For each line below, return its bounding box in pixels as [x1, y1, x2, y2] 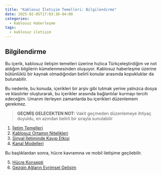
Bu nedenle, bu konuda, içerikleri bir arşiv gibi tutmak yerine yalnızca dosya [5, 86, 157, 91]
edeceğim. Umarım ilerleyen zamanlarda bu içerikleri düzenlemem [5, 96, 138, 102]
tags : [5, 25, 16, 30]
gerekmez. [5, 101, 27, 107]
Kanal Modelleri [12, 140, 44, 146]
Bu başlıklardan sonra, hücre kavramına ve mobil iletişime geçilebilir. [5, 150, 142, 156]
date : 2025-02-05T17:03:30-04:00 [5, 12, 73, 17]
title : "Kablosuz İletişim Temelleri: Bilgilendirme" [5, 7, 117, 12]
